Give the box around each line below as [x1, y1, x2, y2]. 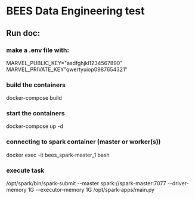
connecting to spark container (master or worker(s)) [6, 137, 161, 146]
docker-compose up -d [6, 123, 64, 130]
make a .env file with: [6, 46, 70, 54]
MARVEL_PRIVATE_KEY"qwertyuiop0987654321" [6, 66, 128, 73]
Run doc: [6, 28, 41, 38]
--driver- [167, 180, 189, 187]
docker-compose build [6, 94, 62, 102]
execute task [6, 166, 45, 174]
